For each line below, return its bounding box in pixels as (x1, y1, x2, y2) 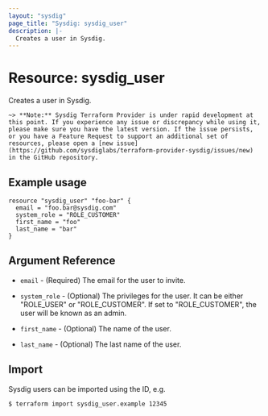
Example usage (8, 175, 87, 189)
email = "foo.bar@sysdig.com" (15, 204, 117, 212)
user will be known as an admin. (19, 308, 127, 318)
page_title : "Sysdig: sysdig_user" (8, 19, 128, 27)
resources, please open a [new (8, 139, 113, 148)
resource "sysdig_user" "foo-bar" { (8, 197, 131, 205)
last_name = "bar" (15, 225, 78, 233)
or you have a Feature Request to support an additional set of (8, 132, 229, 141)
